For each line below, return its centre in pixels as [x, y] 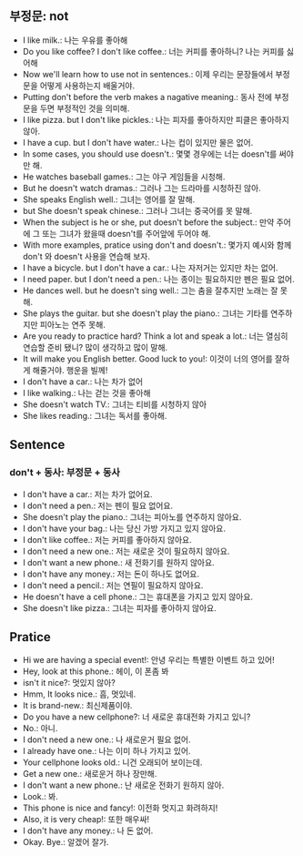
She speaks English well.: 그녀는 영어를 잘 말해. [109, 199]
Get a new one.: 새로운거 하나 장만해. [90, 774]
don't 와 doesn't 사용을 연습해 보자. [86, 256]
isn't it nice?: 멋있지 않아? [69, 683]
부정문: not [39, 16]
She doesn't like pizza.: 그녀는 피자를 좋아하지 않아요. [119, 607]
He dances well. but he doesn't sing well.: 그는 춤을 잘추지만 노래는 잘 [150, 290]
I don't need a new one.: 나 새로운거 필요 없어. [106, 739]
